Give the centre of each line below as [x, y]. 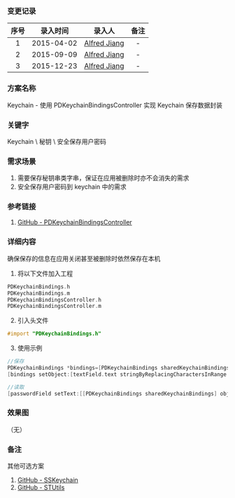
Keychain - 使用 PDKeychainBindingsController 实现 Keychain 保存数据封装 [115, 105]
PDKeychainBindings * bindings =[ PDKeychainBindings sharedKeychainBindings [119, 368]
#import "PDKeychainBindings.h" [54, 334]
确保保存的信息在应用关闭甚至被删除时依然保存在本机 [84, 258]
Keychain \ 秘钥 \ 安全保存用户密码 [57, 141]
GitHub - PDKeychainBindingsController [75, 222]
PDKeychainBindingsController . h [54, 300]
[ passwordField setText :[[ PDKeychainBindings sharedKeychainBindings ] [112, 393]
